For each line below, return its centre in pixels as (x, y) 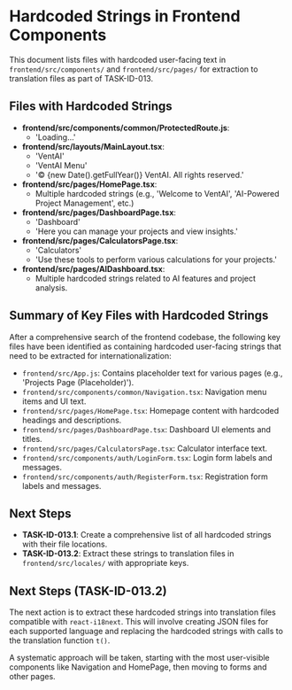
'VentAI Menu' (61, 165)
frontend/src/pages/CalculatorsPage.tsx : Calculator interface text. (145, 448)
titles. (32, 438)
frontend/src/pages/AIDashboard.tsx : (93, 268)
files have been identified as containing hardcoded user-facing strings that (145, 346)
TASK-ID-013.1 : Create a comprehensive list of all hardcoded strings (146, 535)
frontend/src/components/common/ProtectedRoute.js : (126, 128)
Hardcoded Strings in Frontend (125, 16)
